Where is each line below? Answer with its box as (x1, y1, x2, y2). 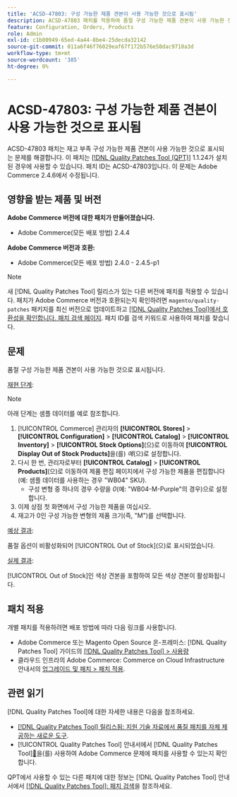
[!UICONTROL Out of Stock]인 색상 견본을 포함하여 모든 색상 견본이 (7, 571, 195, 580)
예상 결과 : (7, 526, 34, 535)
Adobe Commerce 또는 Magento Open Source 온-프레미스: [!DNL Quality (17, 638, 227, 646)
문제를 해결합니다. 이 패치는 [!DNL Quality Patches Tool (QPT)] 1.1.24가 (14, 153, 214, 161)
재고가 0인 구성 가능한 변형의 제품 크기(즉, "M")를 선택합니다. (17, 511, 186, 520)
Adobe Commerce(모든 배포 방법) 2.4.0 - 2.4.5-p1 (17, 259, 160, 267)
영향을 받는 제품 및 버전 (7, 193, 102, 205)
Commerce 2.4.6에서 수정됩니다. (7, 170, 100, 179)
